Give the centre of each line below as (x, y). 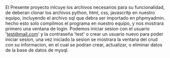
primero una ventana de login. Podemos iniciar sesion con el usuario (78, 29)
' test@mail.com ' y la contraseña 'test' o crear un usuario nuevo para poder (84, 34)
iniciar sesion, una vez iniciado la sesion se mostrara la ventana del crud (81, 39)
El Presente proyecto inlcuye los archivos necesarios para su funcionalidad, (85, 7)
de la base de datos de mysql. (37, 50)
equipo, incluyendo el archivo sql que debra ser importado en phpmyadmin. (85, 18)
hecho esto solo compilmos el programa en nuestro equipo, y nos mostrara (84, 23)
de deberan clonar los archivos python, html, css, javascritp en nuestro (80, 13)
